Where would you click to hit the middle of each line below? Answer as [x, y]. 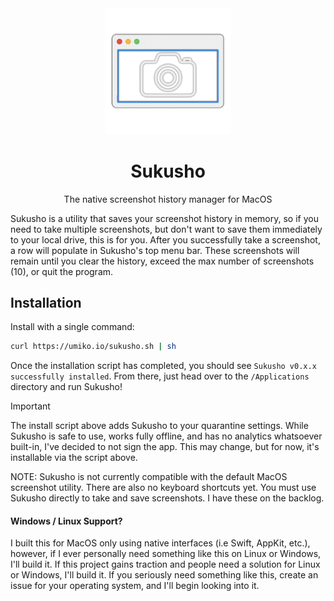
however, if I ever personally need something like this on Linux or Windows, [166, 554]
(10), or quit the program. [62, 271]
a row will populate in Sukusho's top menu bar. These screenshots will [155, 250]
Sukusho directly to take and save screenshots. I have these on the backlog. [167, 498]
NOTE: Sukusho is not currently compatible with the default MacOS [149, 477]
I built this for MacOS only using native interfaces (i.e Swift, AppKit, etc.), [160, 543]
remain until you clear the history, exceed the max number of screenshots [162, 261]
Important [30, 406]
